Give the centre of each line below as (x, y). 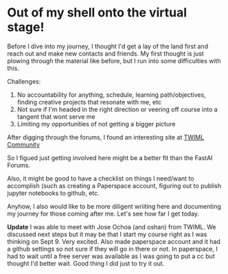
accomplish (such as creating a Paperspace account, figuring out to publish (114, 185)
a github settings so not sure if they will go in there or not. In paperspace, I (112, 249)
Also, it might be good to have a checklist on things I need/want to (101, 178)
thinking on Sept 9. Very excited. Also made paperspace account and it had (114, 241)
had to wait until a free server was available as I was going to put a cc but (111, 256)
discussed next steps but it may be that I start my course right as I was (107, 234)
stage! (26, 27)
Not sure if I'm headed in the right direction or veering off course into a (117, 109)
